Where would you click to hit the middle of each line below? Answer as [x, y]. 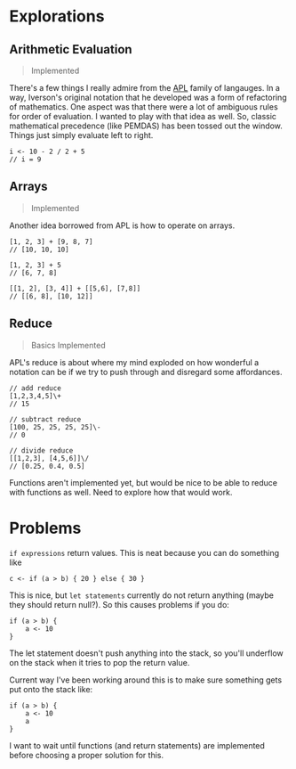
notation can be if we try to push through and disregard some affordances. [146, 372]
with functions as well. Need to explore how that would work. [121, 492]
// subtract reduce [45, 419]
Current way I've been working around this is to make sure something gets [146, 680]
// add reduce [36, 388]
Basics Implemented [68, 345]
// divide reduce [41, 450]
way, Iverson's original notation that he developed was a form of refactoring [148, 97]
